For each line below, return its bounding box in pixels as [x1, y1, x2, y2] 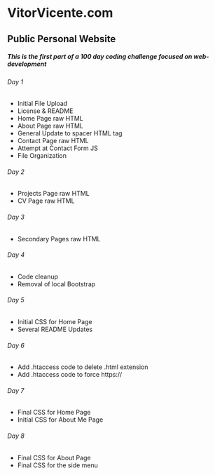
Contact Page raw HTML [17, 137, 89, 145]
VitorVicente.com [7, 5, 113, 21]
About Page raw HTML [17, 121, 84, 131]
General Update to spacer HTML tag [17, 129, 123, 138]
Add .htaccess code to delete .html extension [17, 363, 148, 371]
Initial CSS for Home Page [17, 317, 92, 326]
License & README [17, 107, 74, 115]
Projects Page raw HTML [17, 189, 90, 198]
